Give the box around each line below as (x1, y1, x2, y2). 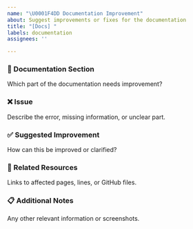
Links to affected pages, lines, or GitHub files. (7, 178, 136, 186)
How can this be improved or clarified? (7, 146, 117, 154)
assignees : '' (7, 36, 48, 43)
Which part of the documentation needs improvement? (7, 80, 163, 88)
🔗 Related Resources (7, 162, 78, 172)
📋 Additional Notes (7, 196, 74, 206)
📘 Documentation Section (7, 65, 94, 74)
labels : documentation (7, 29, 72, 36)
